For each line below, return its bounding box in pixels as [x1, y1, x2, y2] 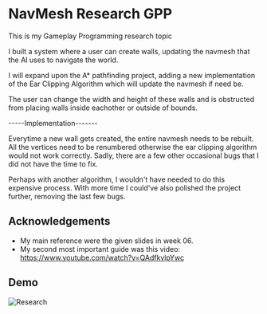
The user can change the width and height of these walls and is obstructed [8, 94, 255, 104]
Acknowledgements [8, 214, 111, 228]
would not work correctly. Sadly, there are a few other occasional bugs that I [8, 151, 259, 160]
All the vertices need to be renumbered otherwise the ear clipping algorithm [8, 142, 257, 151]
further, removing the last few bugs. [8, 191, 126, 201]
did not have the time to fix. [8, 159, 98, 168]
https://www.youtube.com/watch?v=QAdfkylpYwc [19, 253, 185, 262]
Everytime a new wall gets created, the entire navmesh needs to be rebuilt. [8, 133, 254, 143]
